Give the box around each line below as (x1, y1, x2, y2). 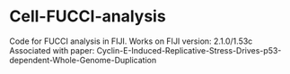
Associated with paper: (9, 45, 95, 55)
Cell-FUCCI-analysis (9, 6, 166, 27)
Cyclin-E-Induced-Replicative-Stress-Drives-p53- (96, 45, 282, 55)
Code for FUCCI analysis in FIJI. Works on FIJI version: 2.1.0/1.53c (9, 36, 253, 46)
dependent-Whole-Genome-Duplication (9, 54, 157, 65)
